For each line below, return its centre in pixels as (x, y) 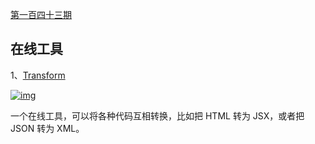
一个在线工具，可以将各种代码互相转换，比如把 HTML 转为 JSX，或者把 (157, 115)
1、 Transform (38, 75)
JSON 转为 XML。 (47, 128)
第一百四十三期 (41, 14)
